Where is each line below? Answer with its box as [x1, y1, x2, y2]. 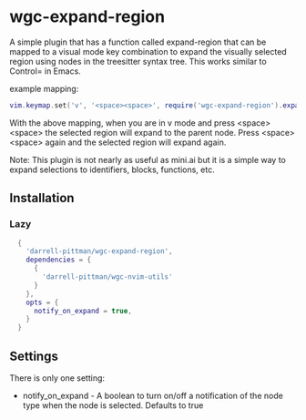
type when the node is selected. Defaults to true [22, 399, 204, 411]
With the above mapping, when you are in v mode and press [9, 117, 235, 128]
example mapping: [9, 83, 79, 94]
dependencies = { [25, 255, 92, 265]
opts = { [25, 298, 59, 307]
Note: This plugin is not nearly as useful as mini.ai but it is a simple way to [9, 154, 287, 165]
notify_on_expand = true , [33, 306, 132, 315]
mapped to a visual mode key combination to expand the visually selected [9, 46, 287, 56]
